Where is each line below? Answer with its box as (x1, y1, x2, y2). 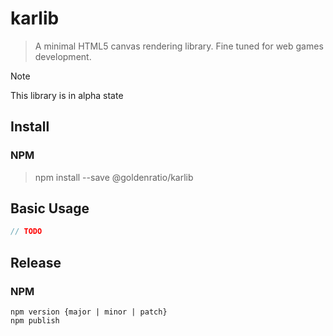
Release (10, 254, 62, 271)
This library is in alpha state (10, 89, 124, 101)
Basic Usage (10, 200, 90, 217)
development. (34, 50, 92, 62)
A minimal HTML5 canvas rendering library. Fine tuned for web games (34, 40, 324, 52)
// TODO (10, 227, 43, 237)
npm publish (10, 316, 60, 326)
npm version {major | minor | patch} (10, 307, 168, 317)
